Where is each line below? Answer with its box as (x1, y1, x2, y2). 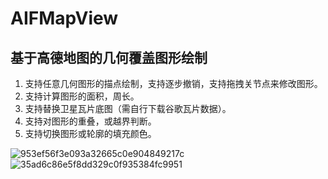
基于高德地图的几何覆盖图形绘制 (10, 49, 208, 66)
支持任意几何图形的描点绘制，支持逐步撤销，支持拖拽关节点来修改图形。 (24, 78, 323, 89)
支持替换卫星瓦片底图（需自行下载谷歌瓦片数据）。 (24, 103, 232, 114)
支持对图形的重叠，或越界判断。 (24, 115, 157, 127)
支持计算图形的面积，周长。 (24, 90, 140, 102)
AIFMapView (10, 7, 119, 30)
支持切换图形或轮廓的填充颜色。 (24, 128, 157, 139)
